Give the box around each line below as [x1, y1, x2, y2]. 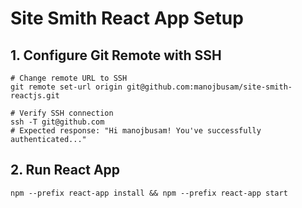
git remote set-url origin [10, 82, 123, 92]
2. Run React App [10, 162, 121, 179]
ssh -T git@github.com [10, 117, 105, 127]
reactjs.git [10, 91, 60, 101]
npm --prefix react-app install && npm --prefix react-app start [10, 188, 288, 198]
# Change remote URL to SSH [10, 73, 128, 83]
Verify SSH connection [19, 108, 114, 118]
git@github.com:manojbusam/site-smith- [126, 82, 293, 92]
